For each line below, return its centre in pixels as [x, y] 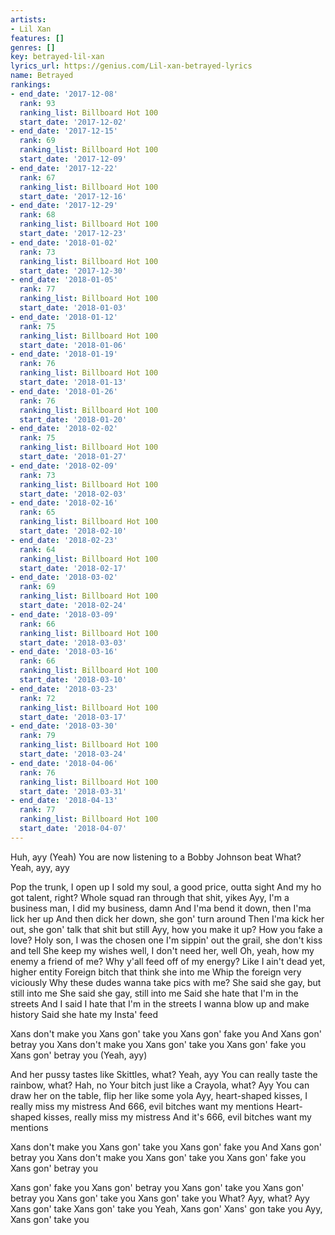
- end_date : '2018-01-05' [64, 280]
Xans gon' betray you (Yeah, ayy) [79, 1055]
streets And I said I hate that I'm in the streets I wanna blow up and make [160, 1003]
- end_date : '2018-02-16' [64, 503]
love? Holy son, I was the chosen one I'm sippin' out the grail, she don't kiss [166, 940]
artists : [28, 19]
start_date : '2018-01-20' [73, 419]
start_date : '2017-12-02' [73, 122]
